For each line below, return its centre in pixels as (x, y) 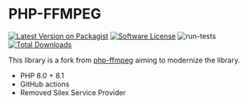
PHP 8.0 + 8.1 (42, 75)
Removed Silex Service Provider (73, 92)
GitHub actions (45, 84)
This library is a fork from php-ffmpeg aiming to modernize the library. (124, 60)
